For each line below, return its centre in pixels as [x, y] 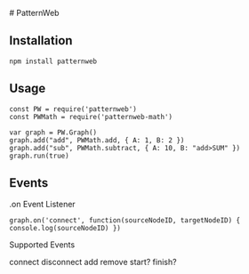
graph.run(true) [39, 156]
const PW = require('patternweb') [73, 109]
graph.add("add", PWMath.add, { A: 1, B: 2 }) [97, 140]
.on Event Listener [42, 205]
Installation [41, 40]
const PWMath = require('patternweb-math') [91, 117]
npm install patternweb [53, 61]
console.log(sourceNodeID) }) [65, 229]
